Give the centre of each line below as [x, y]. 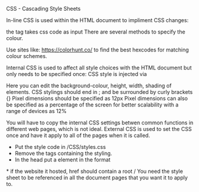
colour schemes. [27, 56]
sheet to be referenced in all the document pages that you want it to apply [97, 178]
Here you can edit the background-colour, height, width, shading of [89, 86]
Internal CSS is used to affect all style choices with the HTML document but [99, 68]
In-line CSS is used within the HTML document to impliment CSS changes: [97, 20]
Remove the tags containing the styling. [63, 153]
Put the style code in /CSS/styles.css [60, 147]
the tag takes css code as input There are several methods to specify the [96, 32]
